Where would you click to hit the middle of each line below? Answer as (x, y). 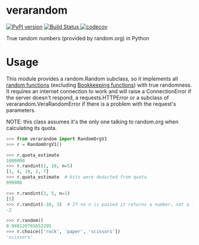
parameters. (21, 110)
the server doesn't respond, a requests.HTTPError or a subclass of (88, 97)
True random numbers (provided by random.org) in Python (78, 38)
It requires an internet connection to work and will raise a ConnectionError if (99, 91)
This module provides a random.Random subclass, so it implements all (92, 78)
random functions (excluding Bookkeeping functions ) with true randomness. (99, 85)
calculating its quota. (32, 128)
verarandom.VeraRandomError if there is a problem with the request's (91, 104)
